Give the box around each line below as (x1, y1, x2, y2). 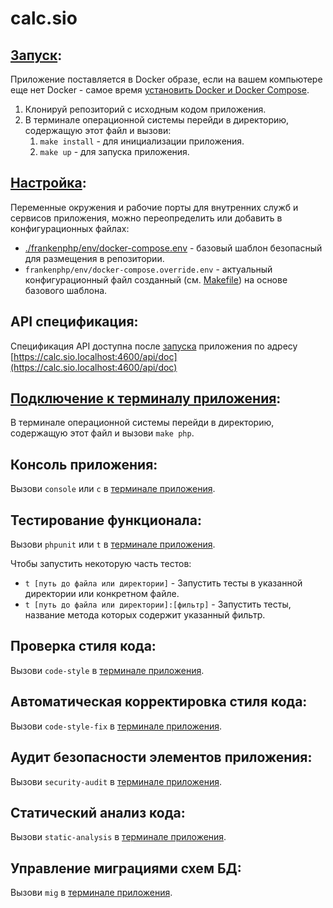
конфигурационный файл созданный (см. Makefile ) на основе (24, 273, 288, 286)
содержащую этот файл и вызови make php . (10, 427, 195, 439)
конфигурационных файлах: (10, 222, 130, 234)
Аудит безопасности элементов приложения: (10, 749, 313, 766)
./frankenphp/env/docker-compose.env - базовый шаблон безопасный (24, 242, 323, 254)
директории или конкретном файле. (24, 588, 180, 600)
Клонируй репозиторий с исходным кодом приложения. (24, 103, 267, 115)
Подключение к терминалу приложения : (10, 390, 282, 407)
